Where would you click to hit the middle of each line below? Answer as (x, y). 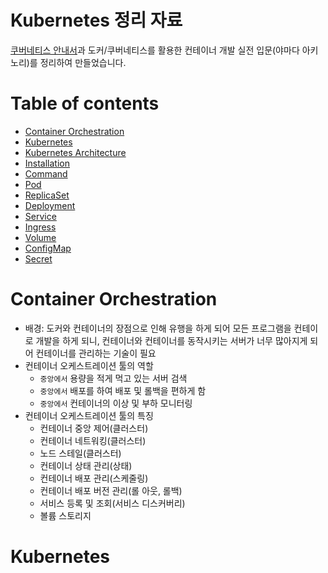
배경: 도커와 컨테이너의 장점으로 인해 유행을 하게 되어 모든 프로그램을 (158, 328)
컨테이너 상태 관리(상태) (86, 465)
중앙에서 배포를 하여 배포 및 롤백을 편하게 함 (123, 390)
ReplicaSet (47, 195)
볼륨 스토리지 (65, 515)
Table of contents (85, 103)
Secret (38, 258)
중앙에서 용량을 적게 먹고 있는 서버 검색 (113, 378)
